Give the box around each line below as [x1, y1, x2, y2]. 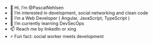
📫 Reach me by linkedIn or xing [10, 26, 76, 32]
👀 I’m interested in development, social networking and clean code [10, 10, 148, 16]
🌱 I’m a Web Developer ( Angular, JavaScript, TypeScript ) [10, 15, 130, 21]
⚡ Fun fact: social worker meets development [10, 34, 104, 39]
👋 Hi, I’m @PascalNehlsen [10, 5, 64, 10]
